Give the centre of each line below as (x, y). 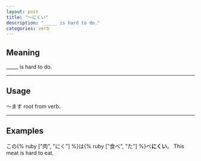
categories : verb (28, 28)
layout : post (22, 12)
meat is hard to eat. (30, 153)
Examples (25, 131)
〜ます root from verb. (33, 106)
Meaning (23, 52)
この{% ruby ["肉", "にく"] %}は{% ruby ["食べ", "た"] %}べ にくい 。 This (95, 146)
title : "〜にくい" (27, 17)
